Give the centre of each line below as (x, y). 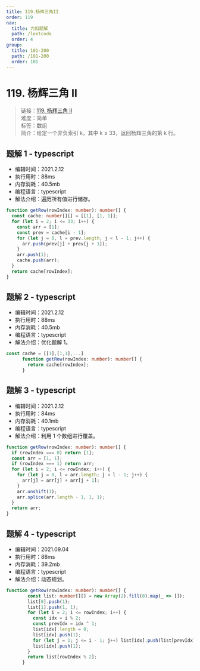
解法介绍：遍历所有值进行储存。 (54, 199)
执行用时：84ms (35, 413)
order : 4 (22, 39)
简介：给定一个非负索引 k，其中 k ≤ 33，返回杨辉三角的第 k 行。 (100, 133)
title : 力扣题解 (30, 28)
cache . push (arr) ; (38, 260)
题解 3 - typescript (41, 391)
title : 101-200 (30, 51)
